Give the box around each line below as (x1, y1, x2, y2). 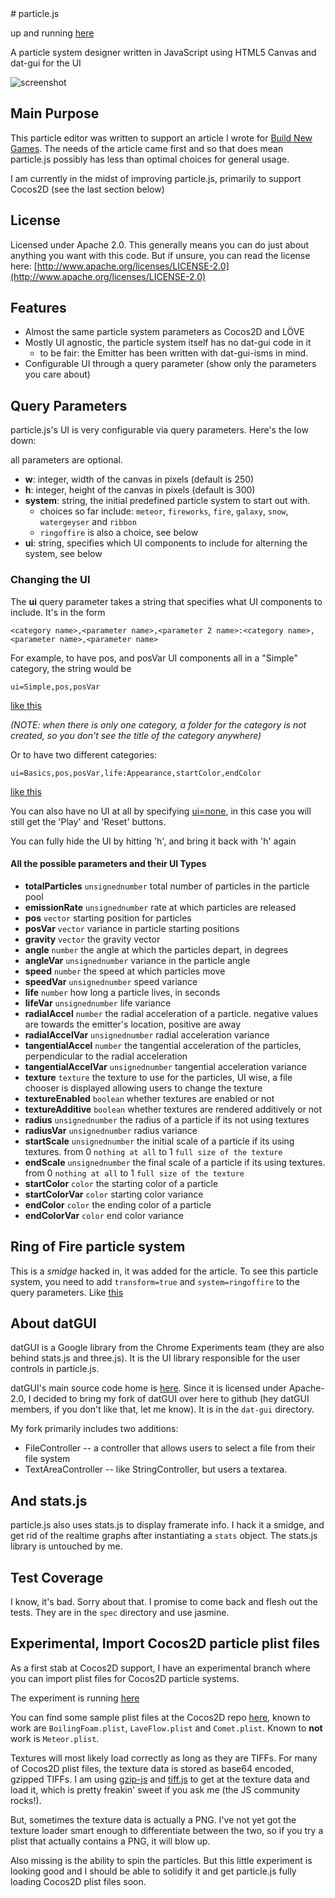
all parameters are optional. (10, 454, 123, 466)
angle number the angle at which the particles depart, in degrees (24, 943, 289, 956)
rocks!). (10, 1794, 42, 1806)
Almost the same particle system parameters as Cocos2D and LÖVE (24, 326, 305, 338)
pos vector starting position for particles (24, 912, 192, 924)
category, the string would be (10, 662, 132, 674)
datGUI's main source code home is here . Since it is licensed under (10, 1382, 287, 1394)
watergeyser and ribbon (39, 516, 137, 528)
